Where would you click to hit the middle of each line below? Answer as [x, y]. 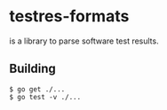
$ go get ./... [37, 89]
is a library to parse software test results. [84, 41]
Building [32, 69]
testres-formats [69, 16]
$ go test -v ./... [45, 97]
